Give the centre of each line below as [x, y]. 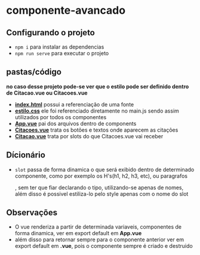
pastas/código [34, 72]
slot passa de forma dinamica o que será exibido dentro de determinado [104, 169]
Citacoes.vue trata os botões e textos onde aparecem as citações [96, 130]
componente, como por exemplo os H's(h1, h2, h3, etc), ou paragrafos [101, 176]
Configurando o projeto [51, 33]
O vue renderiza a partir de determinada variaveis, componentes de [98, 227]
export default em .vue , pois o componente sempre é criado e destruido [104, 246]
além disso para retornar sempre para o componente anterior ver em [99, 239]
